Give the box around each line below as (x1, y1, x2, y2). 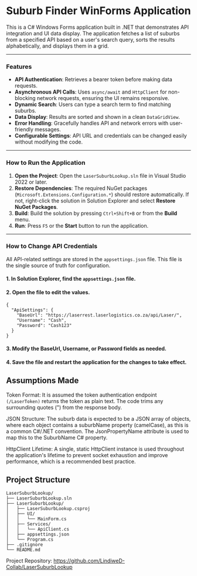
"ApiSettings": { (11, 307, 54, 313)
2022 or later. (14, 178, 48, 185)
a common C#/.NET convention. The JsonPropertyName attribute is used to (6, 428, 189, 435)
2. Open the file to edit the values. (6, 289, 90, 296)
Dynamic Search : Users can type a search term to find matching (14, 101, 171, 108)
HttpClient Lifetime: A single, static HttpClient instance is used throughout (6, 445, 185, 452)
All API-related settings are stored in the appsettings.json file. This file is (6, 255, 182, 262)
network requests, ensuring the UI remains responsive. (37, 95, 169, 102)
